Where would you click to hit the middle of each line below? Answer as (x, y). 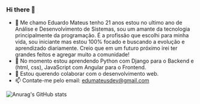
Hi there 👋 (21, 10)
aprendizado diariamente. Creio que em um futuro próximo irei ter (96, 48)
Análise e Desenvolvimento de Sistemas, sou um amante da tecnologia (102, 29)
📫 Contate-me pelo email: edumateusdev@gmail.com (82, 81)
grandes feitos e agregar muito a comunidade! (72, 55)
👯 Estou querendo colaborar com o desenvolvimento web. (87, 74)
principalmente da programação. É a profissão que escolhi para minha (102, 35)
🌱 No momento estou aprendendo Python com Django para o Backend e (104, 61)
